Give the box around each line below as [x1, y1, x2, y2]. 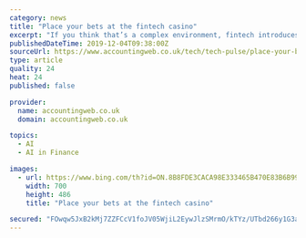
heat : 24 [9, 73, 43, 82]
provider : [9, 98, 47, 107]
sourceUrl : [9, 47, 51, 57]
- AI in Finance [17, 148, 79, 158]
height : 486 [25, 190, 71, 199]
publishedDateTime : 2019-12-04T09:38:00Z [9, 38, 169, 48]
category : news [9, 13, 67, 23]
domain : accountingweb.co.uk [17, 115, 128, 124]
